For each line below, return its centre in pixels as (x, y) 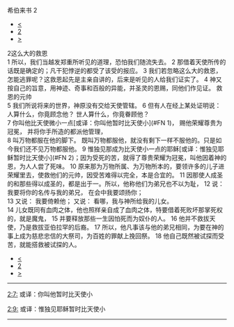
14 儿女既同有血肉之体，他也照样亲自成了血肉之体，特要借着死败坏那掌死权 (115, 210)
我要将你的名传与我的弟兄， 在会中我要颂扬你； (75, 192)
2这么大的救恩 (28, 53)
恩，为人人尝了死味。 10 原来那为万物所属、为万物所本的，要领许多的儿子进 (116, 166)
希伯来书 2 (22, 10)
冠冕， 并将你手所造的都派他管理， (57, 131)
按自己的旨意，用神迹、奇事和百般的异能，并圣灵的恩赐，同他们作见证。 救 (115, 88)
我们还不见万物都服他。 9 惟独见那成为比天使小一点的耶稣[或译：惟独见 (115, 149)
